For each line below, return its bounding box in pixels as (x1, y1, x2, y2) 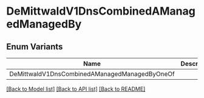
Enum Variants (6, 41, 63, 52)
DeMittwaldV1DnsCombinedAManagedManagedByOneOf (9, 70, 175, 78)
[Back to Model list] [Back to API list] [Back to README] (6, 85, 146, 93)
